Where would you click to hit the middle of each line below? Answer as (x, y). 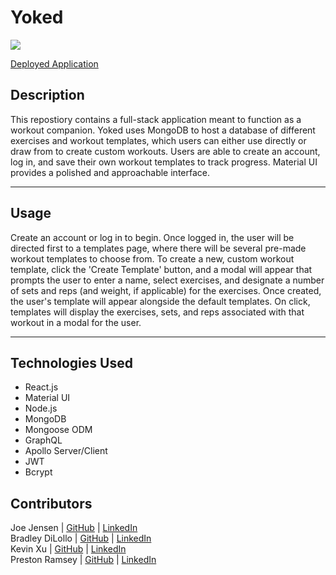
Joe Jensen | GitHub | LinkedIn (74, 528)
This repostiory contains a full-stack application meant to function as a (156, 119)
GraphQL (43, 440)
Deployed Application (54, 63)
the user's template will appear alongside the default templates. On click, (160, 301)
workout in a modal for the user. (76, 322)
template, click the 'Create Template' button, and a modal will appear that (161, 269)
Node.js (41, 408)
